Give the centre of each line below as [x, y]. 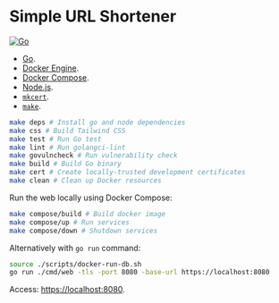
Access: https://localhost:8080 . [67, 290]
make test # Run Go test [55, 139]
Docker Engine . [51, 68]
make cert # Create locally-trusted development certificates [127, 173]
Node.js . [38, 87]
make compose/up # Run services [69, 222]
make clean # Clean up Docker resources [86, 181]
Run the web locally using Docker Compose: [91, 198]
